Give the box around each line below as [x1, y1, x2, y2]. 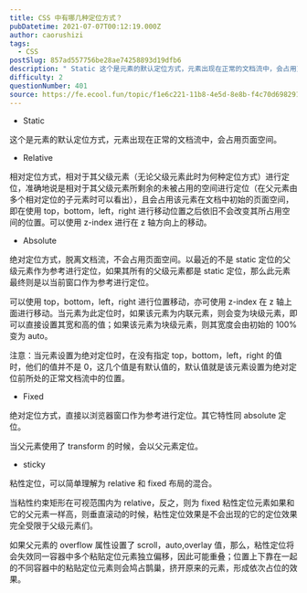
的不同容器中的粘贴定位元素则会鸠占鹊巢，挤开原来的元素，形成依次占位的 [9, 562, 290, 573]
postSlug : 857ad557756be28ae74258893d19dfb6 [9, 56, 182, 65]
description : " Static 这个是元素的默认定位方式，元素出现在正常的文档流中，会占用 [9, 65, 297, 74]
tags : [9, 38, 30, 48]
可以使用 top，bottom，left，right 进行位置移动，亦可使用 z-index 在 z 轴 [9, 296, 285, 307]
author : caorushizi [9, 30, 84, 39]
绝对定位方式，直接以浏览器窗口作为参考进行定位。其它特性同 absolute [9, 409, 277, 420]
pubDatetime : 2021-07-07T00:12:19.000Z [9, 22, 162, 31]
